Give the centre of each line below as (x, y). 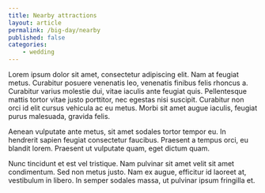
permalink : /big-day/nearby (55, 30)
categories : (28, 45)
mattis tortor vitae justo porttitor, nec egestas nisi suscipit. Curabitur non (126, 100)
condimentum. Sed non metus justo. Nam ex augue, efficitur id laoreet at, (127, 172)
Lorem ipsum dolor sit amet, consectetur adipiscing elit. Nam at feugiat (123, 74)
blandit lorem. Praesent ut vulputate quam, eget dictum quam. (109, 148)
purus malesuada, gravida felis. (59, 116)
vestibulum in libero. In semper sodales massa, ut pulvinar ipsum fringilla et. (132, 180)
